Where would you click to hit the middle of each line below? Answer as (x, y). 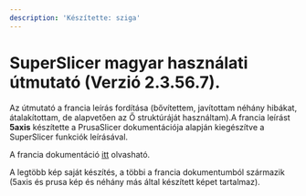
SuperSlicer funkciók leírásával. (69, 137)
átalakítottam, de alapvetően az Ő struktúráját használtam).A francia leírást (150, 117)
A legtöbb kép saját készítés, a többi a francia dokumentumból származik (147, 172)
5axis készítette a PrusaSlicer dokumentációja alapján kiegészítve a (137, 127)
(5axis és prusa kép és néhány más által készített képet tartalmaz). (135, 181)
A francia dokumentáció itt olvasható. (80, 154)
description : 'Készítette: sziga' (75, 18)
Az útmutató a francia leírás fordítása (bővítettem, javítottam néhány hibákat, (153, 108)
